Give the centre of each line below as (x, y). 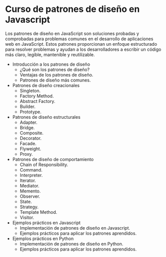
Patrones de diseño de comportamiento (53, 159)
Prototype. (31, 112)
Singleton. (30, 90)
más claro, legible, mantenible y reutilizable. (50, 54)
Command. (31, 170)
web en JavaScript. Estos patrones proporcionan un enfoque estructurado (81, 44)
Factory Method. (37, 96)
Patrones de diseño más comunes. (55, 80)
